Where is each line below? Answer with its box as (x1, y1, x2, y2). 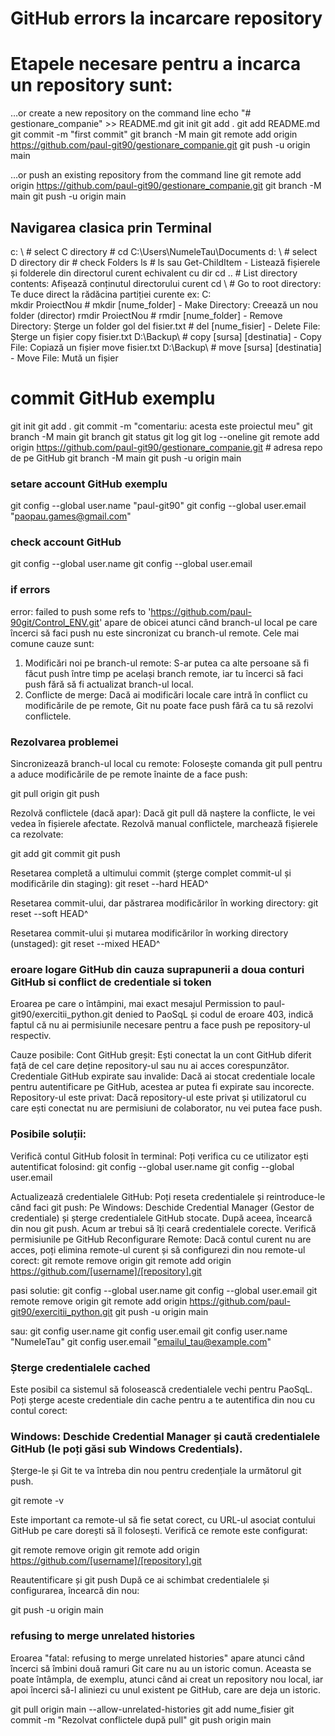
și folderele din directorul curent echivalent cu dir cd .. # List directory (10, 267, 298, 279)
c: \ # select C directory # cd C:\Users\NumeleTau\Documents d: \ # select (10, 245, 318, 257)
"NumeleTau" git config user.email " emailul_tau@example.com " (10, 1335, 272, 1347)
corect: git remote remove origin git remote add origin (10, 1254, 232, 1266)
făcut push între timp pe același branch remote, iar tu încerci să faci (24, 667, 304, 679)
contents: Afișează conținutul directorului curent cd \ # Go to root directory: (10, 277, 322, 289)
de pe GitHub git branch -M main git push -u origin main (10, 452, 242, 464)
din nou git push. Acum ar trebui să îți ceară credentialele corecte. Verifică (10, 1222, 317, 1234)
